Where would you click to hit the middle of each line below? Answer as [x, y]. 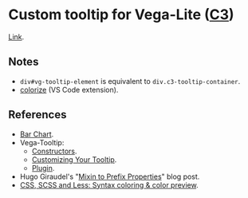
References [37, 115]
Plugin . [43, 168]
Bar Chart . [37, 134]
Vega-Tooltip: [42, 142]
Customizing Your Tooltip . [74, 159]
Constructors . [54, 151]
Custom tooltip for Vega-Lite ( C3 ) [121, 15]
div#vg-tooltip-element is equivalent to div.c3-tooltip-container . [130, 81]
